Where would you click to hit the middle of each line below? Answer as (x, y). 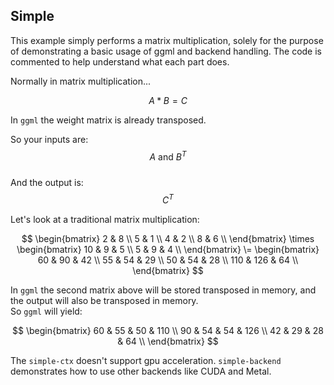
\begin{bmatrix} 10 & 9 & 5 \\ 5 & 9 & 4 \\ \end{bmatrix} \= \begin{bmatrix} (168, 250)
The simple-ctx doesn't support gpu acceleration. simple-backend (146, 361)
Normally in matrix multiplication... (81, 81)
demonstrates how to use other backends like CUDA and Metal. (141, 371)
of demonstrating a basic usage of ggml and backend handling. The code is (166, 51)
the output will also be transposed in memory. (104, 301)
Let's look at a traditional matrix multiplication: (105, 220)
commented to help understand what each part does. (120, 61)
